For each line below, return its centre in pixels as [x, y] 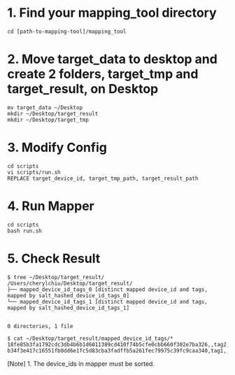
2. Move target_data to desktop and [113, 59]
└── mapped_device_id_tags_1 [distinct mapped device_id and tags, [108, 302]
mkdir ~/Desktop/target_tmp [48, 120]
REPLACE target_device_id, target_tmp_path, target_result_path [103, 178]
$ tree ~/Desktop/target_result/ [56, 277]
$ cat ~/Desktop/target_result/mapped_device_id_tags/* [90, 338]
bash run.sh [24, 231]
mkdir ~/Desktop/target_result [53, 113]
